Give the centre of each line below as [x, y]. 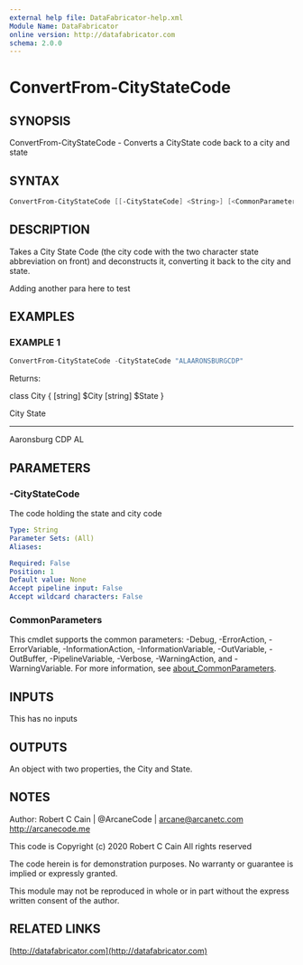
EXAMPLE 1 [35, 343]
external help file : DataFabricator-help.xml [96, 18]
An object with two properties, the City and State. [101, 769]
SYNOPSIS [40, 121]
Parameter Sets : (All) [52, 538]
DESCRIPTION [50, 230]
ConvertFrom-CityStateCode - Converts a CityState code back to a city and [150, 143]
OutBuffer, [28, 659]
